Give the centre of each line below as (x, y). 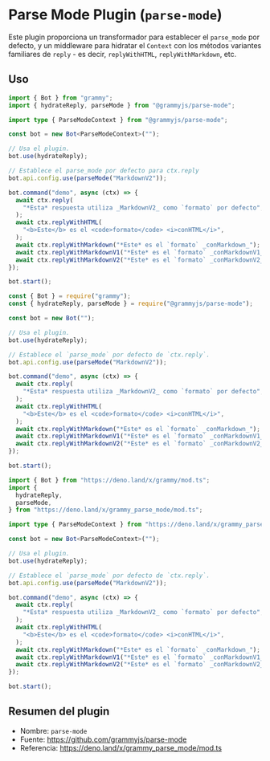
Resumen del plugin (59, 712)
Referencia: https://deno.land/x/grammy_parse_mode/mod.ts (121, 747)
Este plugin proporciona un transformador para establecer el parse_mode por (134, 37)
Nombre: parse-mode (53, 730)
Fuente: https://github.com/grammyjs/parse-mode (103, 739)
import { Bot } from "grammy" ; (61, 98)
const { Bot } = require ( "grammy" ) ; (70, 296)
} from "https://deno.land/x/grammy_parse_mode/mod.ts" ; (106, 510)
